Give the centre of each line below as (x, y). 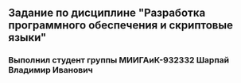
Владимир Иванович (51, 70)
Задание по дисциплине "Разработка (107, 13)
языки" (27, 38)
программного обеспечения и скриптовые (120, 26)
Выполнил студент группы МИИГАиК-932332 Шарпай (119, 60)
